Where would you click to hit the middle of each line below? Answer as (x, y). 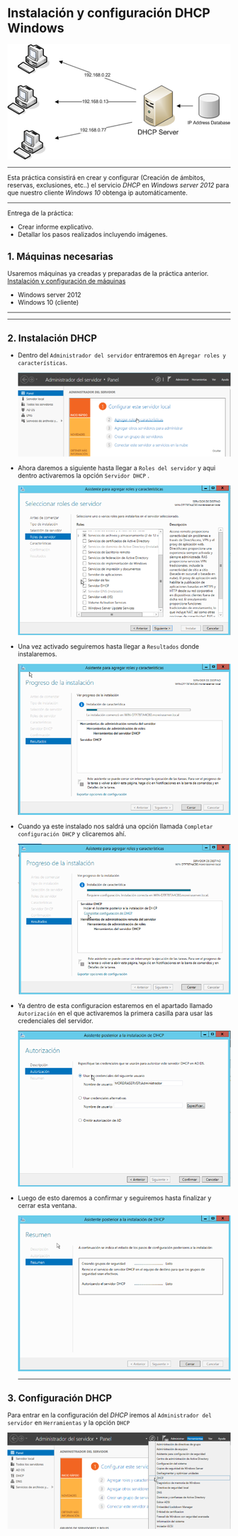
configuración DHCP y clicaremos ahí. (72, 833)
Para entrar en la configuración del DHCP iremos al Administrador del (110, 1415)
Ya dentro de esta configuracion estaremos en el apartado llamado (115, 1006)
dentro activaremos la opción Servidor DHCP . (84, 475)
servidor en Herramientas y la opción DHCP (69, 1423)
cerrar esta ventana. (47, 1206)
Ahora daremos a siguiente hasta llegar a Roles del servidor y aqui (117, 467)
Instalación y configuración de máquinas (67, 281)
